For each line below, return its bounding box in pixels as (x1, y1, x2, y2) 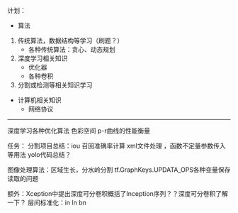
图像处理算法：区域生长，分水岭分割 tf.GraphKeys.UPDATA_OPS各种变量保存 (7, 165, 231, 174)
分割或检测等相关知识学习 (17, 81, 93, 89)
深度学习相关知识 (17, 54, 68, 62)
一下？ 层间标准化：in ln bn (7, 198, 86, 207)
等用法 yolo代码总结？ (7, 151, 72, 158)
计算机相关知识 (17, 96, 62, 104)
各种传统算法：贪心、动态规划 (28, 45, 115, 53)
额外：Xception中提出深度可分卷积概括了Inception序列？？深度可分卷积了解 (7, 190, 228, 197)
